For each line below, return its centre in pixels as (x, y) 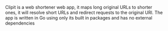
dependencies (20, 23)
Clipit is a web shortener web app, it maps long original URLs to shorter (79, 7)
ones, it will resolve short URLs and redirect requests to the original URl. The (84, 12)
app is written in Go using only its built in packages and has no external (79, 18)
